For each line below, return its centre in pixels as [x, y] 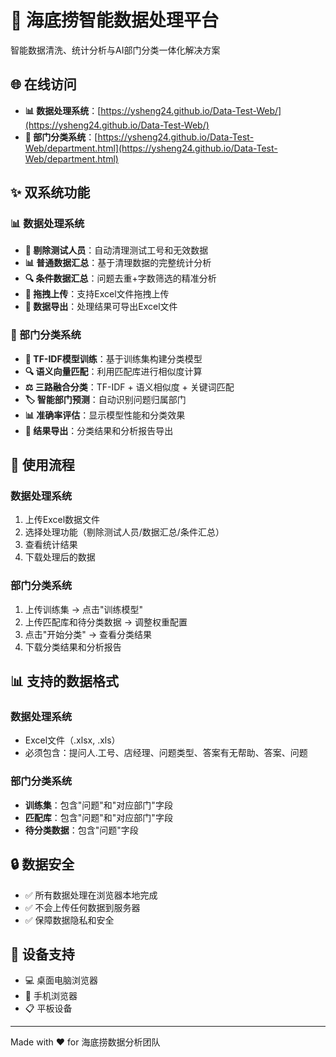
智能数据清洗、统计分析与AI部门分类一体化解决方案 [115, 50]
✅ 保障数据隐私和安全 [69, 920]
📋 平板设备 [48, 1008]
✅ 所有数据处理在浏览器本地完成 [91, 895]
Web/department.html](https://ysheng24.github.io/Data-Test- [151, 148]
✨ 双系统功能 [50, 192]
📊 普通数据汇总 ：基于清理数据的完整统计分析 [118, 263]
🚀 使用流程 [42, 465]
